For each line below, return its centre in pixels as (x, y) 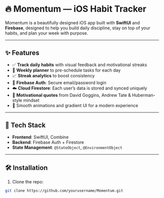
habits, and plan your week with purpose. (47, 33)
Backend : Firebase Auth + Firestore (48, 142)
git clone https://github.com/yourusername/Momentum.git (64, 191)
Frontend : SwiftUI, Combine (40, 137)
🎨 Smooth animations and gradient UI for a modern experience (75, 105)
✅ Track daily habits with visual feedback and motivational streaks (80, 65)
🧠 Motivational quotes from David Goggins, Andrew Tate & (72, 95)
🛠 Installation (26, 168)
